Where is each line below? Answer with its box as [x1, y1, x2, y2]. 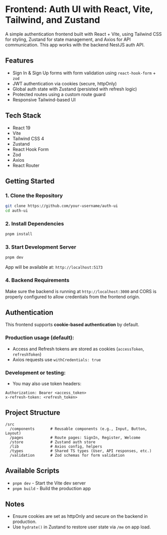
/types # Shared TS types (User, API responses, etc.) [10, 448, 152, 453]
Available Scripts [5, 466, 59, 475]
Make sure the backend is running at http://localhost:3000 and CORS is [5, 288, 157, 294]
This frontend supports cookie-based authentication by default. [5, 322, 139, 328]
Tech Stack [5, 111, 41, 120]
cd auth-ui [5, 208, 28, 213]
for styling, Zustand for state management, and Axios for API [5, 36, 131, 42]
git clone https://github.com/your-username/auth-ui [5, 204, 118, 209]
